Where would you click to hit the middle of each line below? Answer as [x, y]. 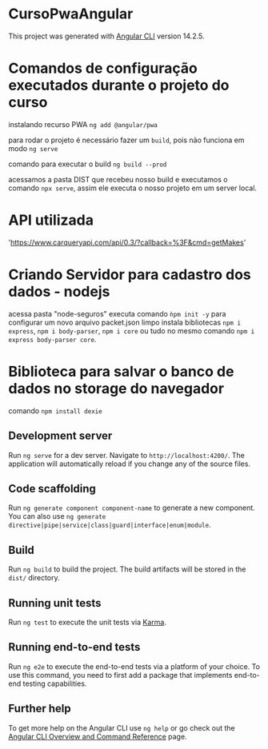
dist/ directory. [34, 578]
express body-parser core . [52, 339]
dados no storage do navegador [116, 388]
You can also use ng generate [57, 516]
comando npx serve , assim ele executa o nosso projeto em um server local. [133, 188]
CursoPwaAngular [71, 14]
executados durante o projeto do [119, 86]
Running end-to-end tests [74, 647]
